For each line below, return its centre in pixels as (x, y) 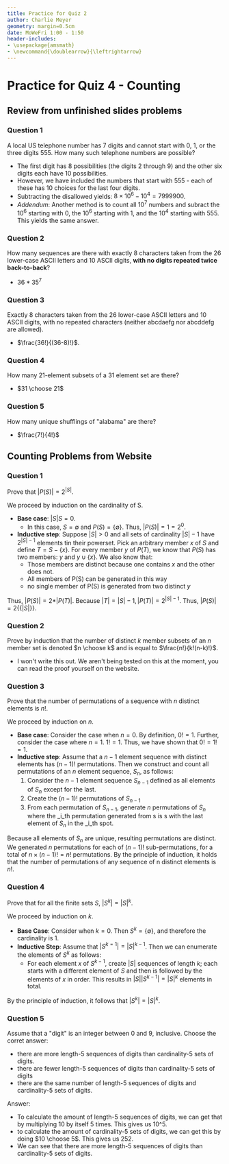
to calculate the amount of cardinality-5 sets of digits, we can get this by (119, 1132)
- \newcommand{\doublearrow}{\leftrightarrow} (75, 52)
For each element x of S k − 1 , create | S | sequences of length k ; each (122, 962)
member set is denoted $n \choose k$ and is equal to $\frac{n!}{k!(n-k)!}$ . (113, 648)
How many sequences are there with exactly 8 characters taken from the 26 (114, 253)
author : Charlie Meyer (39, 20)
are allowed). (25, 329)
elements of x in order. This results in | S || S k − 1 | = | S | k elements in (120, 978)
